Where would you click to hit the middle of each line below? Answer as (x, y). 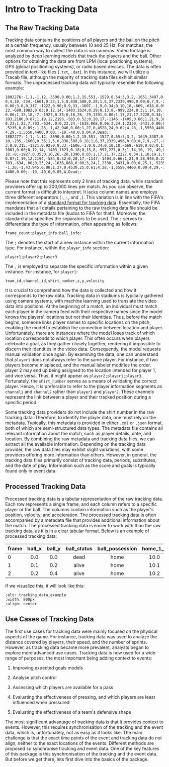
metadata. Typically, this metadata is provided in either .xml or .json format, (84, 423)
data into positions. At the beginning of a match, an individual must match (81, 306)
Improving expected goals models (48, 667)
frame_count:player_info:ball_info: (44, 233)
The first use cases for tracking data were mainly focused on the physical (81, 631)
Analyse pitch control (34, 678)
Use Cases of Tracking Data (50, 619)
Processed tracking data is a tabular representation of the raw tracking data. (84, 499)
